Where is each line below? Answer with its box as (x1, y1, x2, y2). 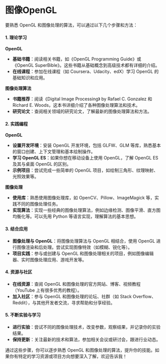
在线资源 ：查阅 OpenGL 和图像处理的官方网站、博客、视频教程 (12, 281, 141, 287)
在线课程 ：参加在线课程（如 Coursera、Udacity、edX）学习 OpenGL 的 (12, 68, 159, 75)
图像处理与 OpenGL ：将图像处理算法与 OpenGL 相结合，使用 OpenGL (12, 238, 156, 244)
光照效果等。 (12, 174, 39, 180)
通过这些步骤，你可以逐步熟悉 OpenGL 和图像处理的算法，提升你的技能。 (5, 347, 155, 353)
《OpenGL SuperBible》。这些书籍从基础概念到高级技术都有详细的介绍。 (12, 62, 160, 68)
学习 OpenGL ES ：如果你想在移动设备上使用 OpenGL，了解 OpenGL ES (12, 155, 159, 161)
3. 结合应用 (5, 225, 28, 232)
